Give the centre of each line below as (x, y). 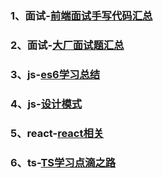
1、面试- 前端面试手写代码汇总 (81, 15)
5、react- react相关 (57, 133)
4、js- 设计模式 (46, 104)
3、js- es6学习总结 (55, 74)
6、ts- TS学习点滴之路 (63, 162)
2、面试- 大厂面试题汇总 (67, 45)
